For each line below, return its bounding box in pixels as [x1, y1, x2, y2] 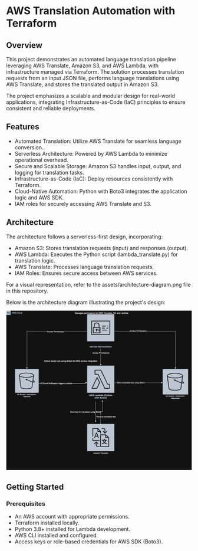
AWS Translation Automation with [6, 4, 176, 18]
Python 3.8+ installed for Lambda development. [14, 525, 131, 532]
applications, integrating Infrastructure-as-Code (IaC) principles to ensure [6, 99, 186, 106]
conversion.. [14, 143, 45, 151]
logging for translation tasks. [14, 169, 84, 176]
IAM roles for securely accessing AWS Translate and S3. [14, 200, 152, 207]
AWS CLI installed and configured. [14, 532, 98, 539]
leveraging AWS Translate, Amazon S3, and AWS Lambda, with [6, 62, 159, 69]
